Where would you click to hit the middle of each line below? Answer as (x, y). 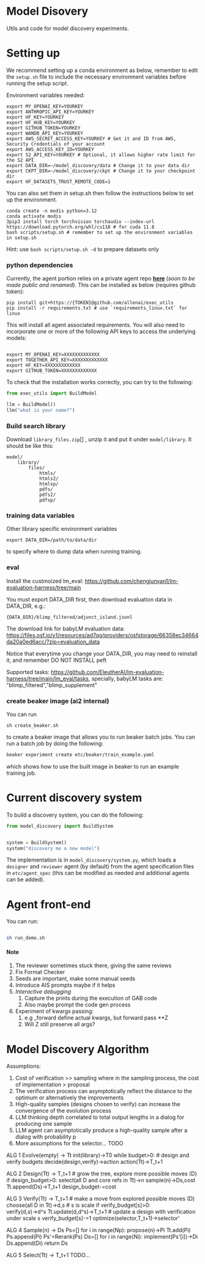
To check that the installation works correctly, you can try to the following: (100, 382)
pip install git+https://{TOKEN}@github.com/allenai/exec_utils (90, 303)
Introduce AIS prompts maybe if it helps (65, 985)
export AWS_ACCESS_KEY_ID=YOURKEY (50, 149)
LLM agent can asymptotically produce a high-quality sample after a (101, 1130)
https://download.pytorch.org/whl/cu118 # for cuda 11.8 (80, 227)
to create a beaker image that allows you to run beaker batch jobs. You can (101, 737)
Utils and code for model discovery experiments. (68, 28)
